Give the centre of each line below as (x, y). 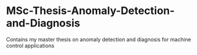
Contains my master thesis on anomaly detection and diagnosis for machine (98, 39)
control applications (30, 46)
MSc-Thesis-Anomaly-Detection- (91, 11)
